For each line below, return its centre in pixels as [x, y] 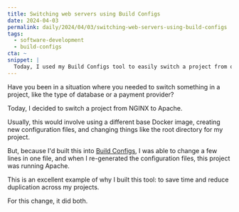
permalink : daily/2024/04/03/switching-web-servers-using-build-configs [117, 27]
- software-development [49, 40]
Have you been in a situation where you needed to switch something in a [114, 87]
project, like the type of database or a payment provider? [91, 94]
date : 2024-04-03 [33, 21]
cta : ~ [17, 54]
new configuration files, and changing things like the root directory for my [115, 129]
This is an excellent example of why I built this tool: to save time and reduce [118, 179]
